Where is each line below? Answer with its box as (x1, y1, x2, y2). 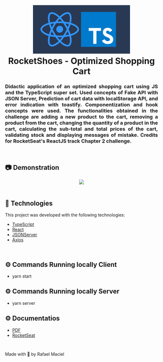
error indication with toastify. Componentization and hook (5, 101, 158, 108)
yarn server (12, 300, 35, 306)
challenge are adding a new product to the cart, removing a (5, 114, 158, 120)
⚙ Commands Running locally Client (5, 260, 117, 269)
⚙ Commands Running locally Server (5, 287, 120, 296)
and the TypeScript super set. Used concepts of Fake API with (5, 89, 158, 96)
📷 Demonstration (5, 163, 60, 172)
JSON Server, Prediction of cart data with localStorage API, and (5, 95, 158, 102)
